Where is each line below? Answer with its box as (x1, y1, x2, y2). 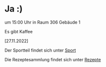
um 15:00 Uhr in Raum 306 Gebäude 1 (4, 19, 81, 25)
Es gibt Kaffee (4, 28, 33, 34)
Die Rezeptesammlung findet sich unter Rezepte (4, 56, 101, 62)
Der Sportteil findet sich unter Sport (4, 47, 76, 53)
